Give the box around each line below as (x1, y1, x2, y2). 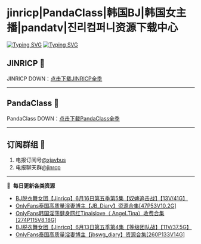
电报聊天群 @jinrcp (15, 164, 61, 171)
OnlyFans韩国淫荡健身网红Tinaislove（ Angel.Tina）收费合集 (15, 210, 165, 217)
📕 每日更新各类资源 (7, 182, 55, 189)
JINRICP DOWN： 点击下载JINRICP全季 (7, 75, 103, 82)
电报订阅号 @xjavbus (15, 156, 66, 163)
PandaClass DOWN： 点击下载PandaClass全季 (7, 115, 120, 122)
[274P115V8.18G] (15, 217, 57, 224)
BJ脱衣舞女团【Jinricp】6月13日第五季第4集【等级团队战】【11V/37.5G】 (15, 224, 192, 231)
